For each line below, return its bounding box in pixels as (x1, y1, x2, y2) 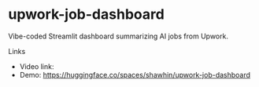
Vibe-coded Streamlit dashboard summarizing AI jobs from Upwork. (8, 31, 228, 41)
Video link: (19, 61, 54, 71)
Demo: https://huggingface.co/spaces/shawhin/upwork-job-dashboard (19, 70, 250, 79)
